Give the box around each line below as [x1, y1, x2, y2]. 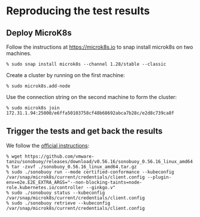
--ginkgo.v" [86, 184, 116, 190]
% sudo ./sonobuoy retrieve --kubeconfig [6, 200, 111, 206]
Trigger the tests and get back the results [6, 126, 163, 136]
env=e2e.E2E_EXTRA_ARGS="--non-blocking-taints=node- [6, 179, 143, 185]
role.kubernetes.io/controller [6, 184, 84, 190]
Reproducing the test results [6, 4, 150, 18]
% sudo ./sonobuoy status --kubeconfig [6, 190, 105, 196]
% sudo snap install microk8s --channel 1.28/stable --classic [6, 61, 167, 67]
